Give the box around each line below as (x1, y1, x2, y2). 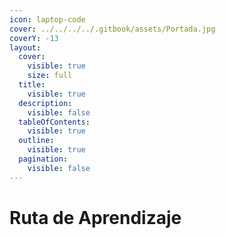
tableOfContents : (18, 117, 91, 127)
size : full (27, 71, 73, 81)
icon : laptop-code (9, 14, 86, 25)
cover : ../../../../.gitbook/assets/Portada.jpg (9, 24, 216, 34)
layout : (9, 42, 42, 53)
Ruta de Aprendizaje (9, 206, 182, 229)
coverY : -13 (9, 33, 59, 43)
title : (18, 80, 46, 90)
